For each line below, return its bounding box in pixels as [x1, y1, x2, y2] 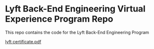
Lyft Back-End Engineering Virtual [5, 3, 146, 14]
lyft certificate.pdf [5, 38, 42, 44]
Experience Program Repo [5, 13, 113, 24]
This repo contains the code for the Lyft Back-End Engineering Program [5, 29, 149, 35]
